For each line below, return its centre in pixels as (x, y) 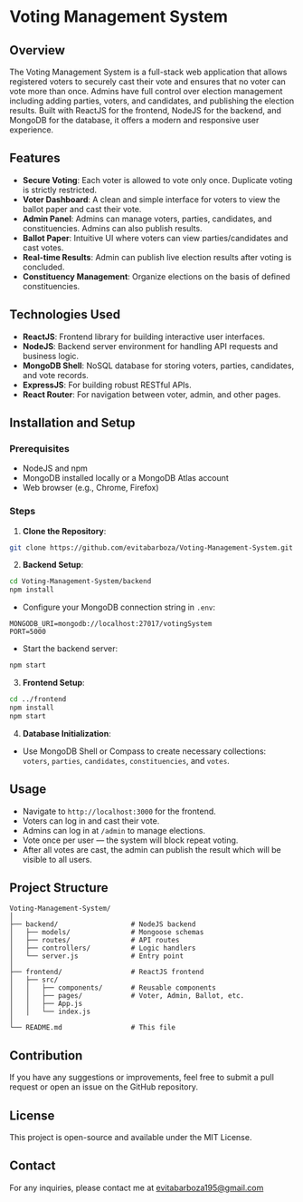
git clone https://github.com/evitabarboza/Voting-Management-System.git (151, 547)
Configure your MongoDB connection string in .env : (118, 607)
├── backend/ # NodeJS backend (103, 924)
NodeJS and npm (55, 468)
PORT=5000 (28, 632)
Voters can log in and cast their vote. (91, 821)
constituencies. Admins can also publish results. (112, 228)
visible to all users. (57, 859)
